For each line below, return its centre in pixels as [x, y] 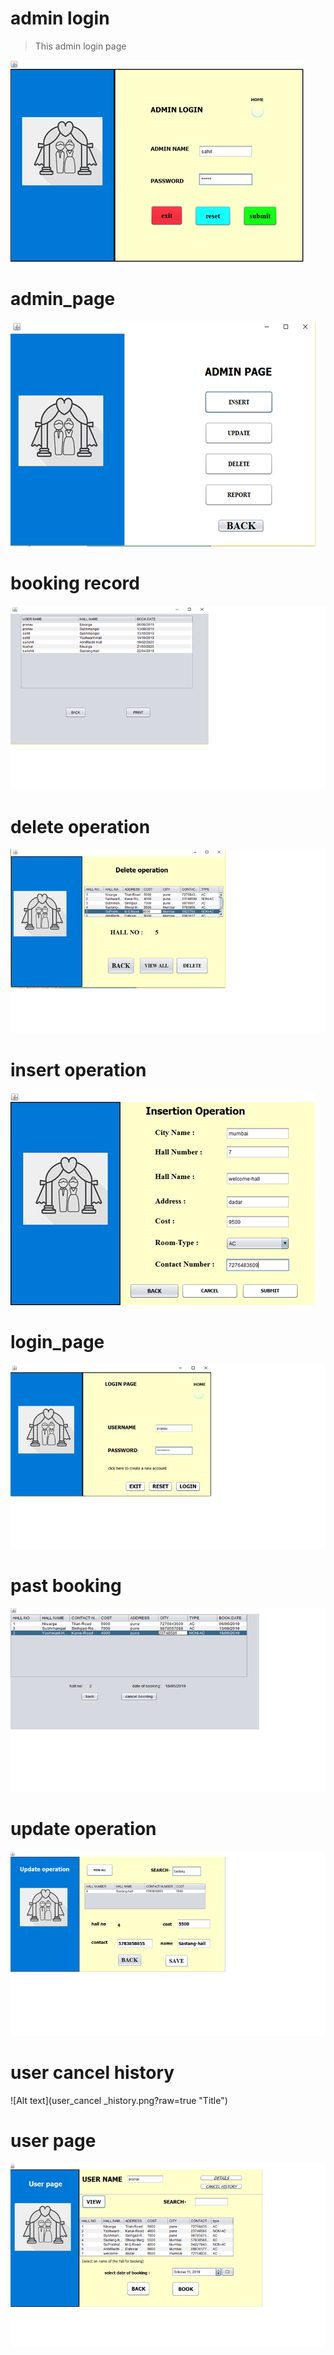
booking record [75, 583]
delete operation [80, 826]
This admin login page [80, 46]
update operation [83, 1829]
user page [53, 2140]
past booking [66, 1585]
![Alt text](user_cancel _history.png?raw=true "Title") [119, 2100]
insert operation [78, 1070]
